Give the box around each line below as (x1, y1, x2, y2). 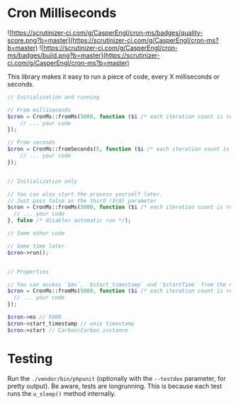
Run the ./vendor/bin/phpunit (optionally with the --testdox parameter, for (7, 374, 227, 382)
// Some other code (7, 230, 65, 237)
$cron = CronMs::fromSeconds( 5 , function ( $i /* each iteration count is (7, 145, 230, 153)
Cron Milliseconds (7, 5, 117, 21)
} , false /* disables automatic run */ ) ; (7, 217, 132, 224)
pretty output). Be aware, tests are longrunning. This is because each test (7, 382, 222, 390)
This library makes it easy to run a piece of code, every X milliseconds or (7, 72, 220, 81)
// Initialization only (7, 177, 78, 185)
